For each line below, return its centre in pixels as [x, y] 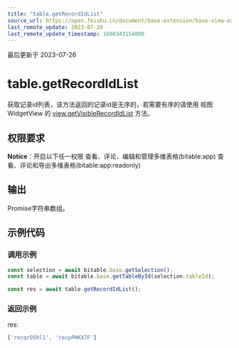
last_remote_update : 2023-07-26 [55, 27]
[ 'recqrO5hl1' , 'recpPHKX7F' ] [52, 338]
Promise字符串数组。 [38, 208]
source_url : [25, 21]
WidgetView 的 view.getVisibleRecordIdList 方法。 [81, 114]
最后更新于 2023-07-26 [42, 55]
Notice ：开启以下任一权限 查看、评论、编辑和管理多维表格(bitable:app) [112, 156]
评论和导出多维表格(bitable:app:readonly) [80, 165]
